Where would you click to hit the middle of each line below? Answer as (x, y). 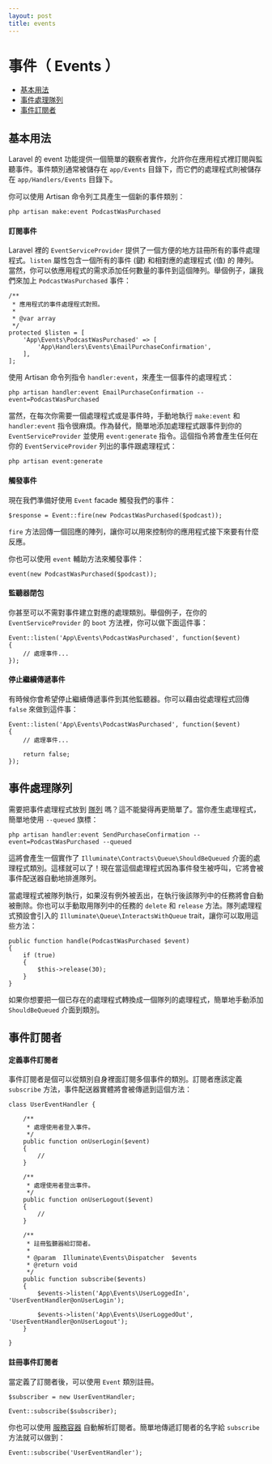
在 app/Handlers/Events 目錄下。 (63, 180)
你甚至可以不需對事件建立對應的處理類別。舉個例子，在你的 (108, 612)
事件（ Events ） (64, 66)
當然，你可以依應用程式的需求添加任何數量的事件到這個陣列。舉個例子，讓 (132, 270)
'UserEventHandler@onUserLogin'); (67, 1300)
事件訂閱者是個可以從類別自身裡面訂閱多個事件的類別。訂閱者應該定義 (125, 1079)
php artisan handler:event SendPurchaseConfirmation (99, 835)
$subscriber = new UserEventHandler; (72, 1397)
